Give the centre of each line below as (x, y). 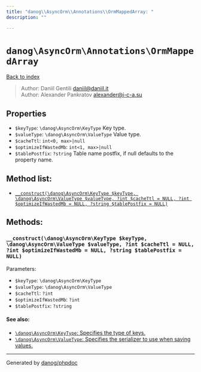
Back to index (23, 77)
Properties (26, 113)
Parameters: (21, 269)
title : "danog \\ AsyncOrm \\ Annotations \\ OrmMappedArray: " (80, 12)
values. (24, 345)
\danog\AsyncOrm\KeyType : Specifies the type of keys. (80, 333)
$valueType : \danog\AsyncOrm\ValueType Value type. (78, 135)
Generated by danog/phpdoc (42, 362)
